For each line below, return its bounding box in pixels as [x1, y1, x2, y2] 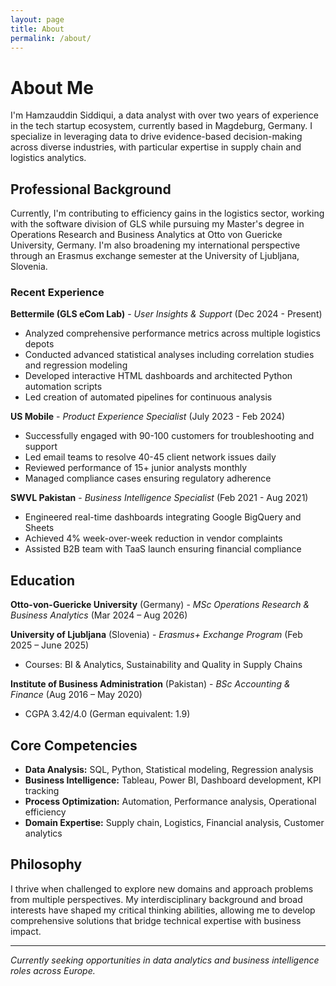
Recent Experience [10, 286, 105, 300]
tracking [24, 785, 60, 797]
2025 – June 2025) [10, 639, 90, 651]
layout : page [10, 14, 65, 25]
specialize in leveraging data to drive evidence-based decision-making [10, 131, 303, 143]
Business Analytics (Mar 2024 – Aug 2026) [10, 609, 188, 621]
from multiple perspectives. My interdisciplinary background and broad [10, 893, 303, 905]
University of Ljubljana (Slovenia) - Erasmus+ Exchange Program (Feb [10, 629, 303, 641]
